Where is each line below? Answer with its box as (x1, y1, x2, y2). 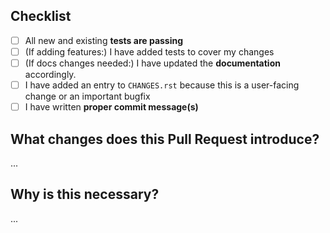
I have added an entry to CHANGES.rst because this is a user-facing (24, 79, 300, 91)
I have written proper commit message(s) (24, 101, 199, 113)
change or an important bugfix (24, 90, 151, 103)
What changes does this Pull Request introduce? (10, 130, 320, 148)
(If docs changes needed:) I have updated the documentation (24, 57, 281, 69)
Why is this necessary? (10, 186, 160, 203)
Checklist (10, 8, 72, 25)
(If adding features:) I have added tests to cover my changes (24, 45, 275, 58)
